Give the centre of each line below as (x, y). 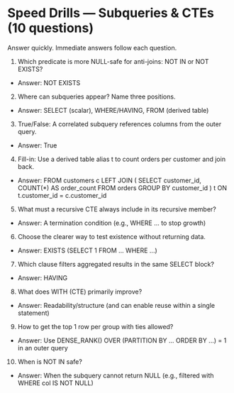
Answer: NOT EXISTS (49, 82)
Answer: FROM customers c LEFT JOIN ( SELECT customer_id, (110, 180)
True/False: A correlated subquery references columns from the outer (119, 124)
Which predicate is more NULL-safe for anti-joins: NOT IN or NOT (113, 61)
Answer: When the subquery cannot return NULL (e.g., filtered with (116, 375)
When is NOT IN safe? (50, 361)
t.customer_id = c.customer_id (62, 195)
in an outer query (43, 348)
